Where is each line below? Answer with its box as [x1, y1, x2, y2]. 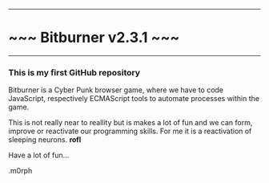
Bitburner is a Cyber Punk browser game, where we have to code [8, 85, 224, 95]
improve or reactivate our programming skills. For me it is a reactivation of [8, 126, 252, 136]
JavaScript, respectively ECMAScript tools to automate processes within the [8, 94, 260, 104]
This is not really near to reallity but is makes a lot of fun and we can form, [8, 118, 253, 128]
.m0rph [8, 166, 33, 176]
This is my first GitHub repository [8, 67, 141, 78]
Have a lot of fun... [8, 150, 70, 161]
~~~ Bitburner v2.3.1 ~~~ [8, 29, 180, 47]
